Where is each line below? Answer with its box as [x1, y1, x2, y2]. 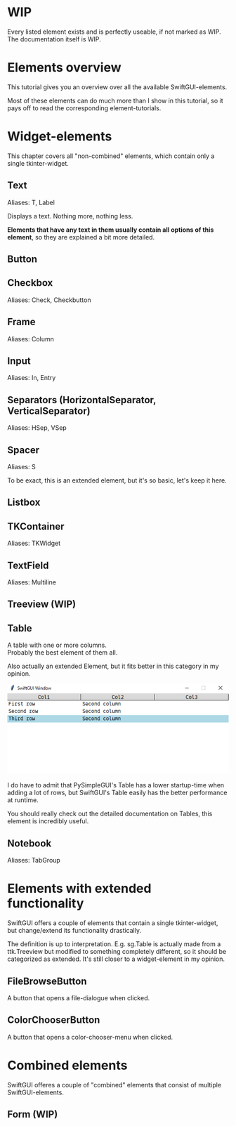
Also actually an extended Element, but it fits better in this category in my [7, 662, 219, 671]
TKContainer [7, 521, 65, 532]
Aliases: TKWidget [7, 539, 61, 548]
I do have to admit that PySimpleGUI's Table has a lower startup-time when [7, 781, 225, 790]
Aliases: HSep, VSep [7, 424, 67, 432]
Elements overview [7, 60, 122, 76]
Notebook [7, 837, 52, 849]
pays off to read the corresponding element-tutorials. [7, 103, 162, 112]
